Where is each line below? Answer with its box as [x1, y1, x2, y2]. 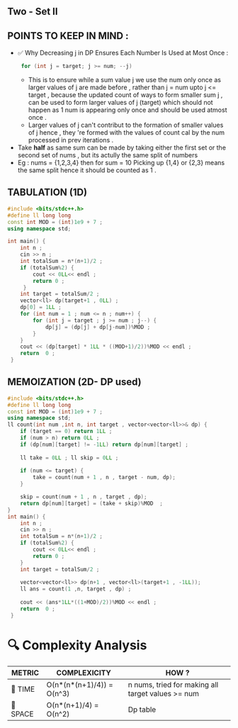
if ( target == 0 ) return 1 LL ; [20, 428, 113, 435]
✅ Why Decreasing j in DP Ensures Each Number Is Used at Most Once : [17, 49, 229, 57]
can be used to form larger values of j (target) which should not [28, 99, 214, 107]
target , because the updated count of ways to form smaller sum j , [28, 91, 223, 99]
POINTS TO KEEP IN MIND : [7, 30, 129, 42]
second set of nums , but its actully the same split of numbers [17, 151, 198, 159]
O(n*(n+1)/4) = [46, 700, 99, 710]
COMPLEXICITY [56, 668, 111, 678]
